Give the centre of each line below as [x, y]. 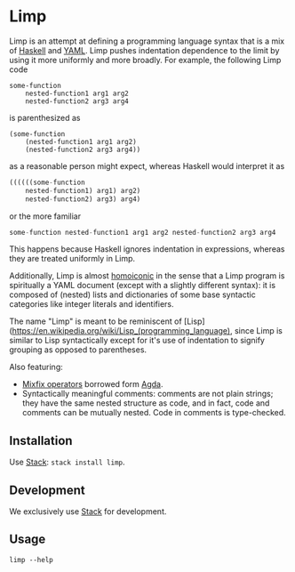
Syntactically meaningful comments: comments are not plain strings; [147, 394]
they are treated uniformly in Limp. [72, 259]
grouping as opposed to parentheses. [78, 350]
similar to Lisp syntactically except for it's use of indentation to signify [137, 341]
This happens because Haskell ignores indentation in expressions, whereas [147, 249]
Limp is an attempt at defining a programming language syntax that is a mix [147, 41]
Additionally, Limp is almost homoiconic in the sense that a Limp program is [147, 276]
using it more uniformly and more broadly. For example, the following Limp [145, 60]
